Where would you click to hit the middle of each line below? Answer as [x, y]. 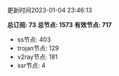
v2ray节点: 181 [37, 57]
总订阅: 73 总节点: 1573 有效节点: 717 [60, 25]
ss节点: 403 [34, 39]
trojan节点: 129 [38, 48]
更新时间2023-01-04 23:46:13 [50, 10]
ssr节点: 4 [31, 65]
